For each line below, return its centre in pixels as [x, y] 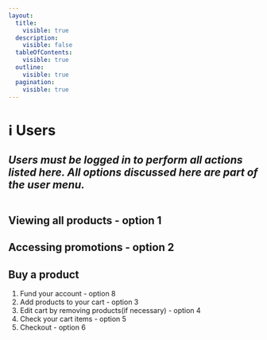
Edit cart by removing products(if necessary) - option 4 [110, 310]
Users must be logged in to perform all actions [126, 160]
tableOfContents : [44, 52]
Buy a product [44, 274]
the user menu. [46, 185]
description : [37, 38]
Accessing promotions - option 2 [91, 247]
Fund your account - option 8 [68, 293]
